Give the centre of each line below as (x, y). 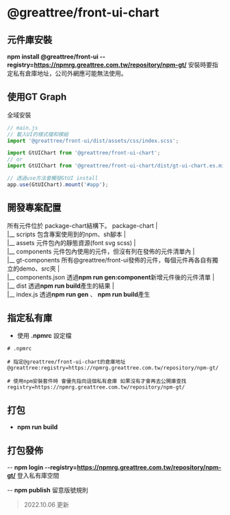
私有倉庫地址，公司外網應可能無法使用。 (70, 73)
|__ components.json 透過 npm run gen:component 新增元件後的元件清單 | (111, 277)
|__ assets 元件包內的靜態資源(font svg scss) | (72, 242)
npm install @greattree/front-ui (53, 57)
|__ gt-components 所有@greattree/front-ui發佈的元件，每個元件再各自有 (110, 260)
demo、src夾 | (39, 268)
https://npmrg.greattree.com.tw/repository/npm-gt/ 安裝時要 (123, 65)
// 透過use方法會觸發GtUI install (53, 179)
